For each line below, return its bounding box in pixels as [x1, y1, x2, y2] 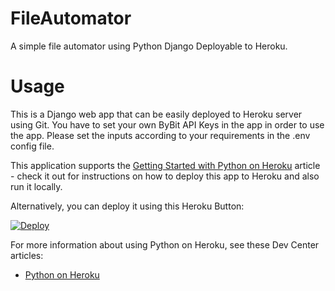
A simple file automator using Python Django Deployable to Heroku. [10, 40, 288, 52]
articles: [10, 249, 44, 261]
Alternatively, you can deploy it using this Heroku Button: [10, 200, 245, 212]
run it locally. [10, 180, 63, 192]
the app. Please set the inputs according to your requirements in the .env [10, 129, 311, 141]
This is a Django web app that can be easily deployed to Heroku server [10, 108, 303, 120]
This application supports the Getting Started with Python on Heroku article [10, 159, 321, 171]
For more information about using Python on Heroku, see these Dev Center [10, 238, 320, 251]
